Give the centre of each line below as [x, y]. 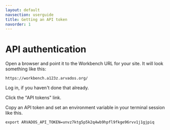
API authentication [46, 49]
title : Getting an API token [36, 19]
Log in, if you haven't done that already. [47, 88]
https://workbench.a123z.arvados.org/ [47, 79]
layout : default [23, 10]
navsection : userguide [29, 15]
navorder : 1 [18, 24]
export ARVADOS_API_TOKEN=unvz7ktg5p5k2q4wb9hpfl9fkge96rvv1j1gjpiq [80, 122]
